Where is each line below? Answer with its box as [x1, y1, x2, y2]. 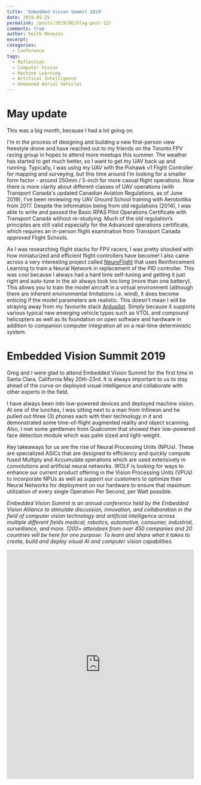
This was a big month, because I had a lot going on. [7, 126, 134, 134]
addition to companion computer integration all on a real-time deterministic [7, 322, 191, 329]
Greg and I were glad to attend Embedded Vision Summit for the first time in [7, 369, 194, 376]
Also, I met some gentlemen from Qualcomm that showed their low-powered [7, 425, 196, 432]
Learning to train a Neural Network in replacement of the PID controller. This [7, 264, 194, 271]
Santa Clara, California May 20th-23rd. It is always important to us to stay [7, 375, 188, 382]
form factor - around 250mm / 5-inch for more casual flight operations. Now [7, 176, 194, 183]
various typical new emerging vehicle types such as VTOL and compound [7, 309, 189, 316]
